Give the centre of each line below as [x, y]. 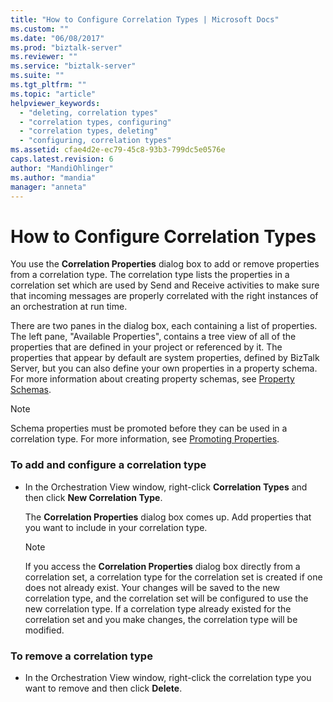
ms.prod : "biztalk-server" [66, 47]
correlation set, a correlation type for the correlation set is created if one [173, 577]
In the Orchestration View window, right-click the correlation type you [168, 677]
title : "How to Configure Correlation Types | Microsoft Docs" [145, 19]
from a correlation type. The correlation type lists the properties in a [150, 275]
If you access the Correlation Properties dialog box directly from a [162, 566]
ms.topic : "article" [53, 94]
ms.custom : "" [40, 29]
